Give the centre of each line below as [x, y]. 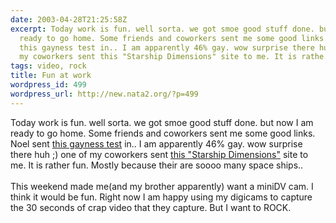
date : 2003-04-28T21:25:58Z [69, 19]
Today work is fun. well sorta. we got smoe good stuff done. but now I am [162, 122]
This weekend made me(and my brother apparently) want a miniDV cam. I [162, 186]
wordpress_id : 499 [48, 85]
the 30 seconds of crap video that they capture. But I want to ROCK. [151, 207]
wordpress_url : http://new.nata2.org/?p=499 [104, 94]
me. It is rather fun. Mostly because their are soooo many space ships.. [157, 165]
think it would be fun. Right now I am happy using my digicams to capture [161, 197]
